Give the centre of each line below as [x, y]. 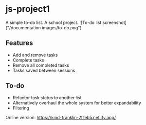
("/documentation [23, 27]
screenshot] [115, 22]
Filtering [21, 108]
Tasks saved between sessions [44, 70]
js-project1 [28, 9]
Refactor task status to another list [47, 97]
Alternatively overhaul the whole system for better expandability [77, 103]
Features [19, 43]
